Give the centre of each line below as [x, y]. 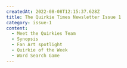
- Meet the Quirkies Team [44, 34]
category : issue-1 [29, 22]
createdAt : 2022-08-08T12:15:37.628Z [53, 12]
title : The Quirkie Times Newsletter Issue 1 [63, 17]
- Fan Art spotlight [37, 45]
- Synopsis [25, 39]
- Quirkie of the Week [40, 50]
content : [17, 28]
